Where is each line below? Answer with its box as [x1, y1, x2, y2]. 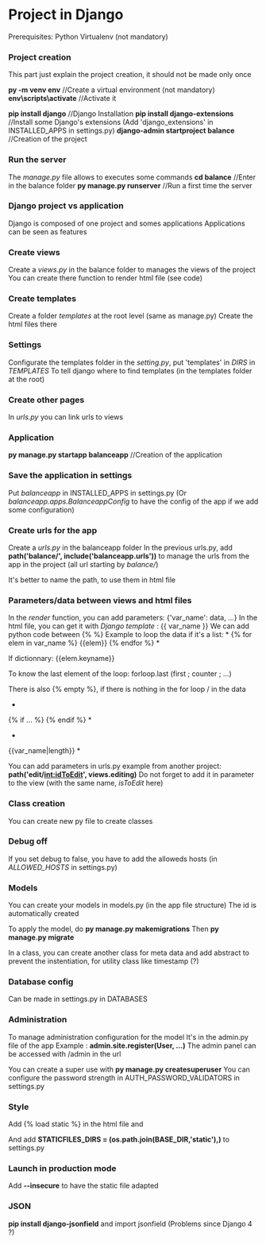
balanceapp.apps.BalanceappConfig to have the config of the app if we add [8, 496, 259, 506]
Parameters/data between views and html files [8, 594, 192, 605]
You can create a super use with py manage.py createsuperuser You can [8, 1064, 250, 1074]
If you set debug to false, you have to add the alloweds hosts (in [8, 854, 218, 863]
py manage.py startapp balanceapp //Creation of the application [8, 450, 222, 460]
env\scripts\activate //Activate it [8, 94, 117, 103]
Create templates [8, 293, 77, 304]
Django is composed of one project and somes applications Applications [8, 218, 245, 228]
